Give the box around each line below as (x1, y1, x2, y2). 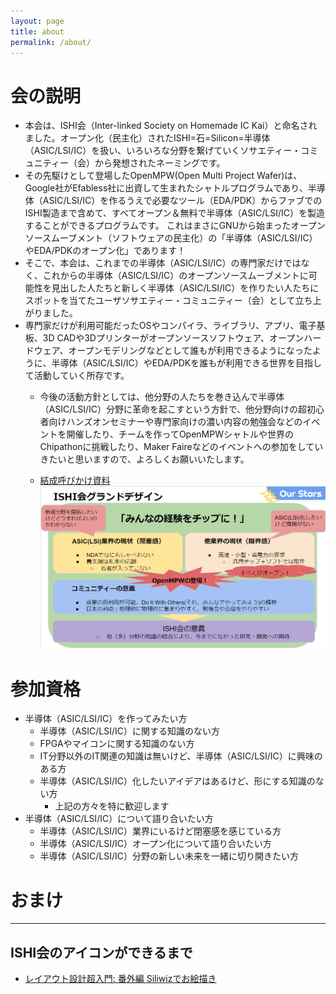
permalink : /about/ (10, 37, 92, 47)
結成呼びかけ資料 (39, 475, 111, 487)
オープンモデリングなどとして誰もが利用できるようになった (68, 345, 313, 357)
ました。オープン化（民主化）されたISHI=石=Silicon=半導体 (24, 132, 271, 144)
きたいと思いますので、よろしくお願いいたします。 (39, 453, 250, 465)
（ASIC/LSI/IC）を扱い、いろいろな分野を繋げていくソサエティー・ (24, 145, 302, 157)
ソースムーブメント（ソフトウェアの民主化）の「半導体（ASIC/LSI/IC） (24, 232, 318, 244)
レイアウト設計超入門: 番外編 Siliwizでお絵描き (24, 973, 217, 985)
